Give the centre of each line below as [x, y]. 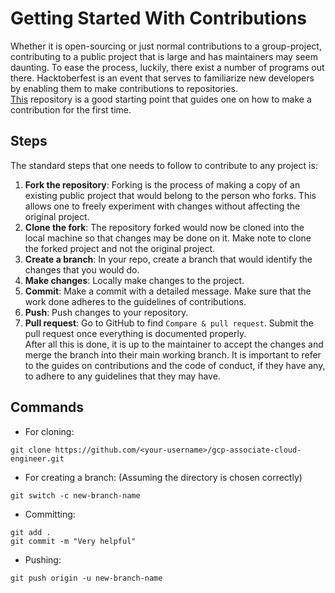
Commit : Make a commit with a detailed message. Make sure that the [168, 291]
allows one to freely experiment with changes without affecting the [162, 206]
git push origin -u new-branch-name [86, 578]
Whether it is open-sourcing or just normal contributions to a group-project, [166, 46]
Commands [47, 407]
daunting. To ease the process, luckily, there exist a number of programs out [167, 67]
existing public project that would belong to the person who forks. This [170, 195]
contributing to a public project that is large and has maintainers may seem [164, 56]
